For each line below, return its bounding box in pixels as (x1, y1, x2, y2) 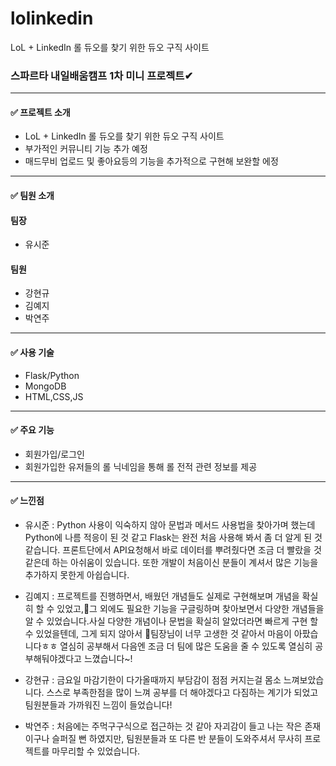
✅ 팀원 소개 (10, 190, 55, 202)
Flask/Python (24, 369, 80, 381)
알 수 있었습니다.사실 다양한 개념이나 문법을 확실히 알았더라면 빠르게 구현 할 (24, 615, 319, 627)
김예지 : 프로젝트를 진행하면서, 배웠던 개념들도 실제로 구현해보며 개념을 (24, 590, 300, 602)
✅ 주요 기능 (10, 424, 55, 436)
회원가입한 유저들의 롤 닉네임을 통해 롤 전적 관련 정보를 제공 (24, 460, 258, 472)
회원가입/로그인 (24, 448, 86, 460)
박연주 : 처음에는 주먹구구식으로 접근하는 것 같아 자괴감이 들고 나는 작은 (24, 720, 303, 732)
